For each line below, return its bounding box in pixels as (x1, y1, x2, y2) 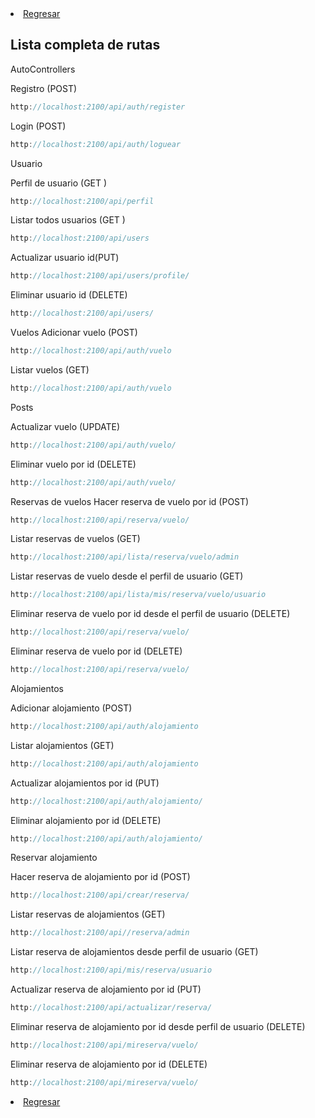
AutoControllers (10, 63, 76, 75)
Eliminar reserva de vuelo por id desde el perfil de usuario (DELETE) (10, 608, 291, 620)
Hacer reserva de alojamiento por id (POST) (10, 871, 191, 883)
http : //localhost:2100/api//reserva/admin (10, 928, 190, 938)
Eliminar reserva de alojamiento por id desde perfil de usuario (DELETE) (10, 1020, 306, 1032)
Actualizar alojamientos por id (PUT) (10, 777, 160, 789)
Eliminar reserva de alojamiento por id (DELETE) (10, 1058, 208, 1070)
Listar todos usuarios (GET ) (10, 214, 126, 226)
